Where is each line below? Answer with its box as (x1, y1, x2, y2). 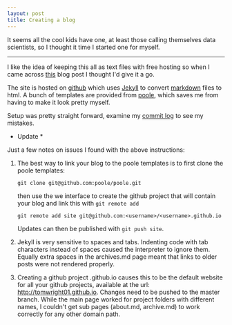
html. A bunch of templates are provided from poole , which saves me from (7, 90, 219, 99)
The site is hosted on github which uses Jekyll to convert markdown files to (7, 83, 222, 92)
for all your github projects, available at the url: (17, 280, 150, 288)
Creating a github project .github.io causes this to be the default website (17, 273, 223, 282)
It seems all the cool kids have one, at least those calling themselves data (7, 35, 216, 43)
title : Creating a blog (7, 17, 76, 23)
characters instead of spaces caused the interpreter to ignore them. (17, 245, 211, 253)
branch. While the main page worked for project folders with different (17, 295, 215, 304)
